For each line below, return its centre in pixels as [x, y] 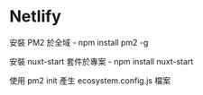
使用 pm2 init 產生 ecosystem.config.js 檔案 [90, 80]
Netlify [35, 17]
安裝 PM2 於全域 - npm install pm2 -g [79, 42]
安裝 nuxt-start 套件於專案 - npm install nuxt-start [101, 61]
